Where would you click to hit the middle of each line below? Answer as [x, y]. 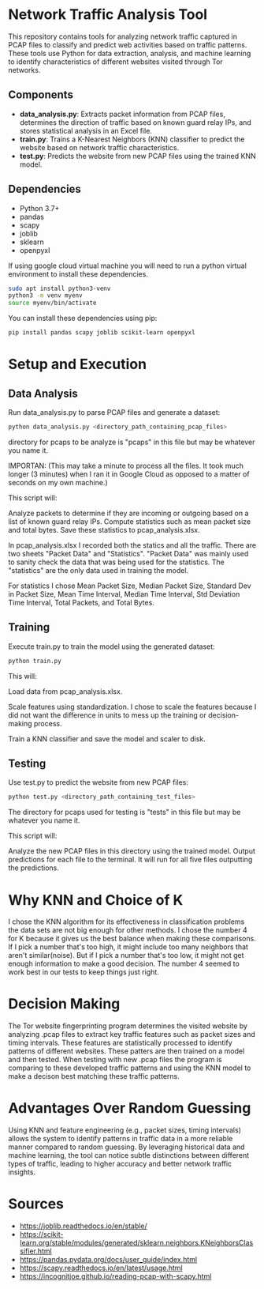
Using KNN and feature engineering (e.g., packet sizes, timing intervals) [125, 1130]
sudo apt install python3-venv [59, 288]
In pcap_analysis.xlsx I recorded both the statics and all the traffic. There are [132, 545]
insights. [22, 1172]
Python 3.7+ [39, 208]
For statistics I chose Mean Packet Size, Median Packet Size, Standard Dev [130, 586]
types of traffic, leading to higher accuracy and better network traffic [120, 1164]
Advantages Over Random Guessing [130, 1108]
